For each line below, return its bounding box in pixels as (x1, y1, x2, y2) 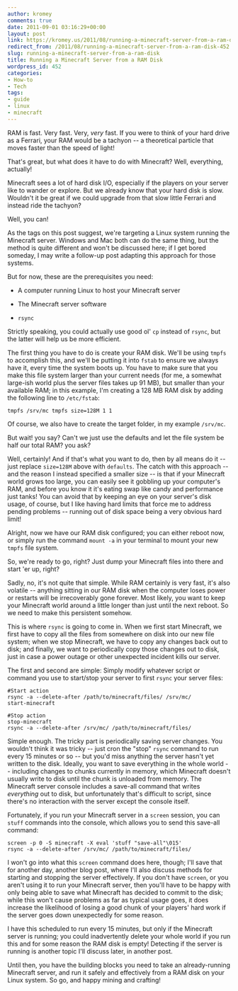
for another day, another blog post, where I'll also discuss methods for (7, 865, 212, 874)
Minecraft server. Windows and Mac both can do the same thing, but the (7, 236, 219, 244)
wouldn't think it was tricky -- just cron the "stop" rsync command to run (7, 744, 219, 752)
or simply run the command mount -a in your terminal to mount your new (7, 536, 218, 544)
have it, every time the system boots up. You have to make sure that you (7, 363, 218, 372)
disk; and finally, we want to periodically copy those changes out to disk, (7, 645, 220, 653)
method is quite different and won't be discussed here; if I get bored (7, 244, 207, 252)
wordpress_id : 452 (7, 63, 62, 70)
